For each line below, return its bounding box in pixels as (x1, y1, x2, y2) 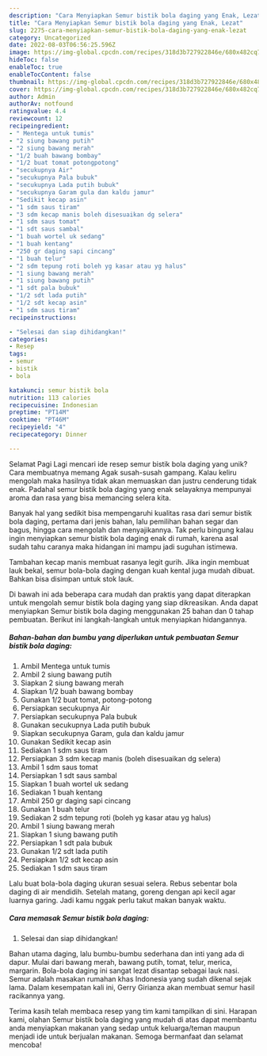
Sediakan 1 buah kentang (20, 787, 103, 797)
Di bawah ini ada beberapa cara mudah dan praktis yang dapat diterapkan (9, 589, 251, 599)
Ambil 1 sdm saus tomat (20, 762, 98, 772)
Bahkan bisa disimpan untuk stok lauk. (9, 574, 135, 583)
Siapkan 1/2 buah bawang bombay (20, 686, 134, 696)
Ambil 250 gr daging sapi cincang (20, 795, 132, 805)
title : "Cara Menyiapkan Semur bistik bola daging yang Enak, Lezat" (9, 19, 244, 27)
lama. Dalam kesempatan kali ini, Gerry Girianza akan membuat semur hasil (9, 982, 255, 992)
